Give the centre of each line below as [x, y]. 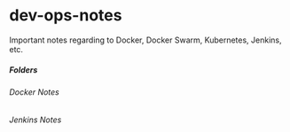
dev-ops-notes [66, 16]
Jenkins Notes [35, 120]
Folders [24, 70]
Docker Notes [35, 92]
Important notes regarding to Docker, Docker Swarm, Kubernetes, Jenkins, [145, 40]
